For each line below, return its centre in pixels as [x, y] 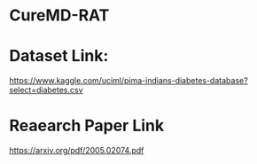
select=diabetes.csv [46, 90]
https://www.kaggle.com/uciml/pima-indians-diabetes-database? [128, 81]
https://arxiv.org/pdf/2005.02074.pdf [77, 151]
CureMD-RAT [59, 16]
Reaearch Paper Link [87, 126]
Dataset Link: [59, 56]
